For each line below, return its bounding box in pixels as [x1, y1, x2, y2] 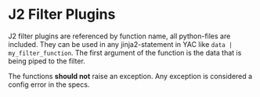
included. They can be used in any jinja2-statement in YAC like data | [8, 39, 233, 48]
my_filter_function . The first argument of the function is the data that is [8, 48, 242, 57]
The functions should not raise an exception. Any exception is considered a [8, 71, 253, 81]
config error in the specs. [8, 80, 90, 89]
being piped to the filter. [8, 56, 86, 66]
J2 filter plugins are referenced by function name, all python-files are [8, 31, 231, 41]
